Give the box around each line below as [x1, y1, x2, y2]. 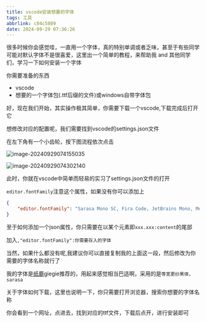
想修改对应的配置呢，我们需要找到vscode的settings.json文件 [6, 125, 159, 132]
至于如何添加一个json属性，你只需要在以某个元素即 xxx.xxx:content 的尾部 [6, 223, 193, 230]
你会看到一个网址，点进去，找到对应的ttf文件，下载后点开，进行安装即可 [6, 309, 189, 316]
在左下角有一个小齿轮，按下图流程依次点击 [6, 138, 114, 146]
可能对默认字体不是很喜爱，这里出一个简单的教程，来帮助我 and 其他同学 [6, 51, 191, 59]
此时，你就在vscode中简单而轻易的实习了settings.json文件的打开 [6, 175, 170, 182]
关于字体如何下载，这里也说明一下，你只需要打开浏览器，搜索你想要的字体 [6, 288, 194, 296]
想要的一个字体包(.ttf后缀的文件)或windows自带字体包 [15, 91, 151, 99]
